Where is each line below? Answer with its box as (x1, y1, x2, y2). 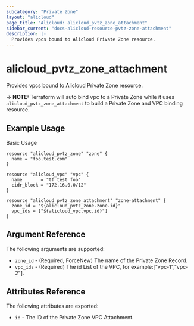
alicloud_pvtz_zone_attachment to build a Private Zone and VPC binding (6, 100, 183, 107)
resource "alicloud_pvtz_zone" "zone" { (6, 150, 108, 157)
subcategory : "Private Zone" (6, 8, 79, 15)
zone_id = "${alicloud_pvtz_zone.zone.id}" (11, 203, 121, 209)
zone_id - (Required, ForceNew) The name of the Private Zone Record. (14, 257, 188, 264)
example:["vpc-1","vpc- (130, 263, 189, 270)
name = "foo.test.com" (11, 156, 68, 162)
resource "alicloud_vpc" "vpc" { (6, 171, 89, 178)
